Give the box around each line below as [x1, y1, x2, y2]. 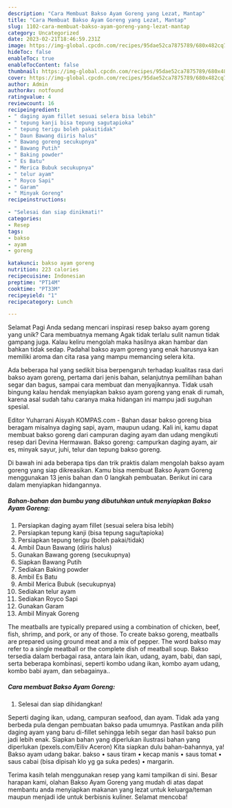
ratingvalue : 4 [8, 94, 52, 101]
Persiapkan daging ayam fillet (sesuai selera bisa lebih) [17, 521, 174, 530]
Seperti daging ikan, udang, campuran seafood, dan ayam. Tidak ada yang [8, 713, 220, 722]
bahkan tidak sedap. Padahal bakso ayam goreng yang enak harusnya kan [8, 345, 219, 354]
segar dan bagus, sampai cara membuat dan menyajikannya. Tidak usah [8, 381, 213, 389]
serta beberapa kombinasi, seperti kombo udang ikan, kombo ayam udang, [8, 660, 220, 668]
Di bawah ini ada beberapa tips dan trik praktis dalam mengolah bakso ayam [8, 459, 224, 467]
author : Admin [8, 81, 49, 88]
